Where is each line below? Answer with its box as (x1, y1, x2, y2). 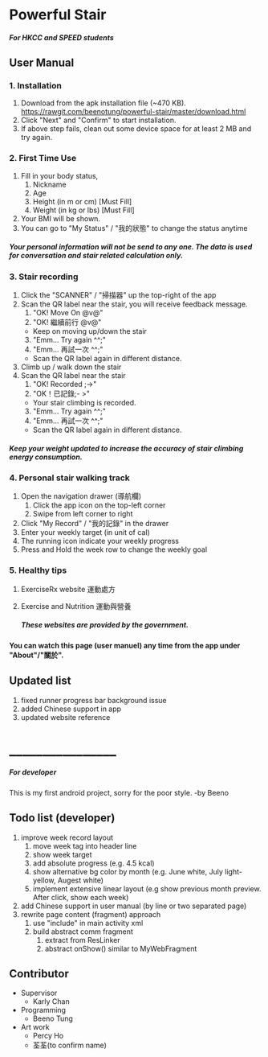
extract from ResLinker (44, 935, 120, 944)
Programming (20, 1006, 67, 1015)
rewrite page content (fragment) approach (20, 909, 161, 919)
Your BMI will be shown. (20, 213, 101, 223)
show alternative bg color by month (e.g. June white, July (32, 866, 224, 876)
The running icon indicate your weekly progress (20, 537, 180, 546)
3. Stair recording (9, 271, 79, 282)
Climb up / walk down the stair (20, 362, 122, 372)
